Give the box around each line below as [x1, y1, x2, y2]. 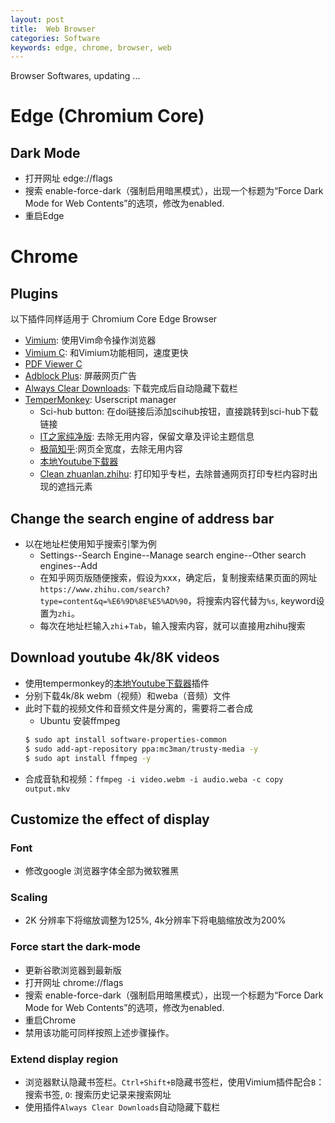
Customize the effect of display [10, 811, 210, 828]
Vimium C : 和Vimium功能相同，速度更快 [24, 347, 189, 359]
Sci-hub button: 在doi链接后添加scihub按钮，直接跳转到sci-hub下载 [39, 406, 319, 418]
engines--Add [39, 560, 98, 572]
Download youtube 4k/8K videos [10, 649, 220, 666]
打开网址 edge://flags [24, 172, 113, 185]
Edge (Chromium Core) [10, 105, 205, 128]
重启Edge [24, 210, 65, 222]
